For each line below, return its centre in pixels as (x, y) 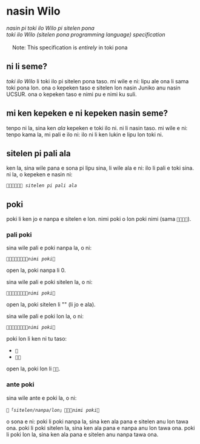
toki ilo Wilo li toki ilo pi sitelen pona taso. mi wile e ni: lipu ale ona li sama (98, 81)
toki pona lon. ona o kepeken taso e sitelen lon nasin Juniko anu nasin (93, 88)
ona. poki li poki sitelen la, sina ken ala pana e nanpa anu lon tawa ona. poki (101, 428)
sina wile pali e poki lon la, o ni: (45, 316)
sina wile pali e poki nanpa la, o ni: (49, 248)
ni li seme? (27, 67)
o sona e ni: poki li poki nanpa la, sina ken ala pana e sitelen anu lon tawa (98, 421)
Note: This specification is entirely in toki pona (70, 47)
